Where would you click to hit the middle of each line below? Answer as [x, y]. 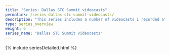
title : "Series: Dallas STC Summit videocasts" [56, 10]
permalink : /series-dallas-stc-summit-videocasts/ [60, 15]
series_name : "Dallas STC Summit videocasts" [54, 33]
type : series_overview [29, 24]
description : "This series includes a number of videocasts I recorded [82, 19]
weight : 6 [16, 29]
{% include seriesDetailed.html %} [41, 48]
